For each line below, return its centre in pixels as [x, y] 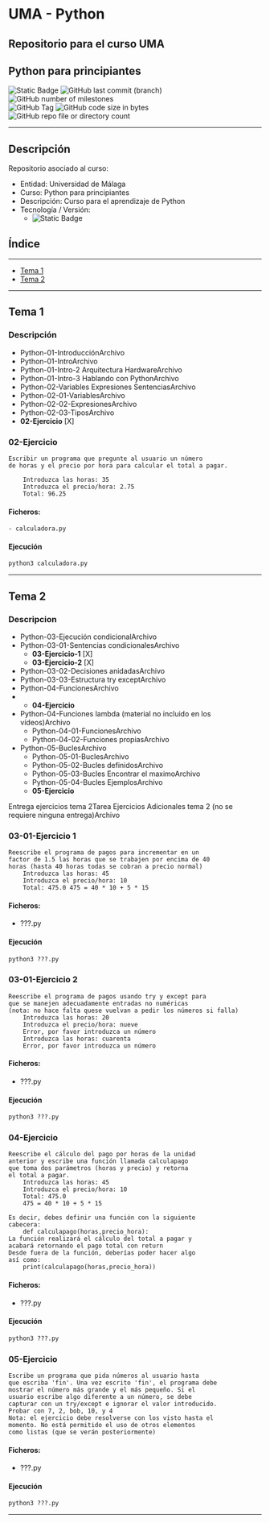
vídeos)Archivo [45, 722]
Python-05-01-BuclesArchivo [80, 756]
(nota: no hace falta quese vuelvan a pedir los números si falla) [124, 1010]
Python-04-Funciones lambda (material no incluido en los [115, 713]
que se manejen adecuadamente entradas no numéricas [98, 1003]
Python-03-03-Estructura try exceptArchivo [93, 679]
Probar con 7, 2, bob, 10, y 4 [61, 1411]
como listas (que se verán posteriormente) [82, 1432]
